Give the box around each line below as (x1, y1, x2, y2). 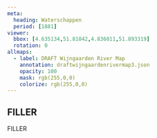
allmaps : (7, 49, 33, 56)
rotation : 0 (13, 42, 48, 49)
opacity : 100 (19, 68, 57, 75)
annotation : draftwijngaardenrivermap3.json (19, 61, 150, 68)
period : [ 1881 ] (13, 23, 57, 30)
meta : (7, 10, 23, 17)
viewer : (7, 29, 30, 37)
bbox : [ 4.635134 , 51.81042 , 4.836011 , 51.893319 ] (13, 36, 150, 43)
